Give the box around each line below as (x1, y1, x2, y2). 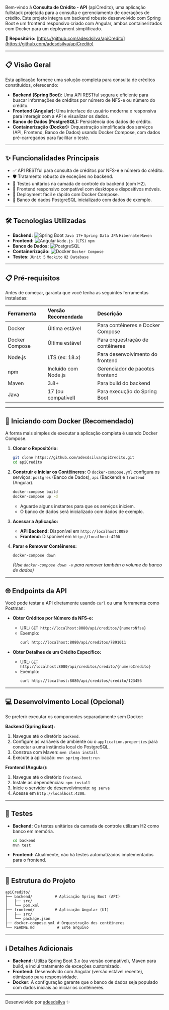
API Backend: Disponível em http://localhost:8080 (20, 528, 128, 534)
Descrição (97, 310, 122, 317)
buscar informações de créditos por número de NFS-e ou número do (12, 97, 156, 103)
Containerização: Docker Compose (12, 248, 104, 255)
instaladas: (5, 295, 28, 301)
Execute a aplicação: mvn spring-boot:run (12, 754, 100, 761)
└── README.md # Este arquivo (5, 925, 89, 930)
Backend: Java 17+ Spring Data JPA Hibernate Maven (12, 232, 152, 238)
